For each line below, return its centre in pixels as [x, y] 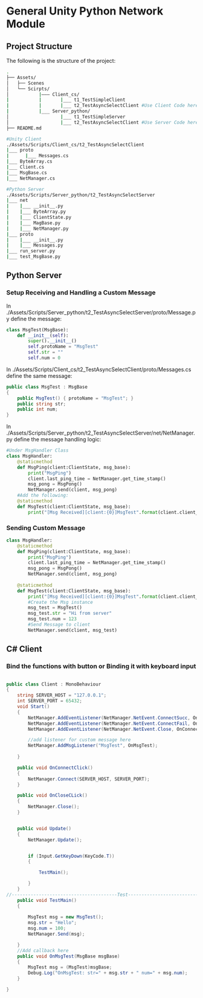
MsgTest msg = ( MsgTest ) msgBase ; [70, 967]
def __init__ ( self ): [43, 335]
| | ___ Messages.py [35, 245]
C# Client [24, 649]
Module [26, 24]
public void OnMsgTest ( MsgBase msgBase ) [69, 956]
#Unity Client [24, 139]
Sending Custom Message [46, 528]
